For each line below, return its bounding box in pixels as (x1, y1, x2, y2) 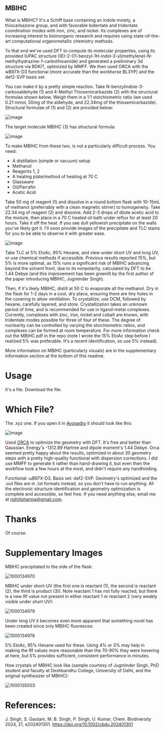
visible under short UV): (5, 598, 53, 604)
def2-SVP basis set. (5, 74, 46, 80)
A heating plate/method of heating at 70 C (12, 173, 98, 180)
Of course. (5, 530, 27, 536)
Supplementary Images (5, 547, 103, 558)
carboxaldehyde (5, 89, 38, 94)
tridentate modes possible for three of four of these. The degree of (5, 317, 141, 323)
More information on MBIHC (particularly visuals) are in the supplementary (5, 347, 157, 353)
